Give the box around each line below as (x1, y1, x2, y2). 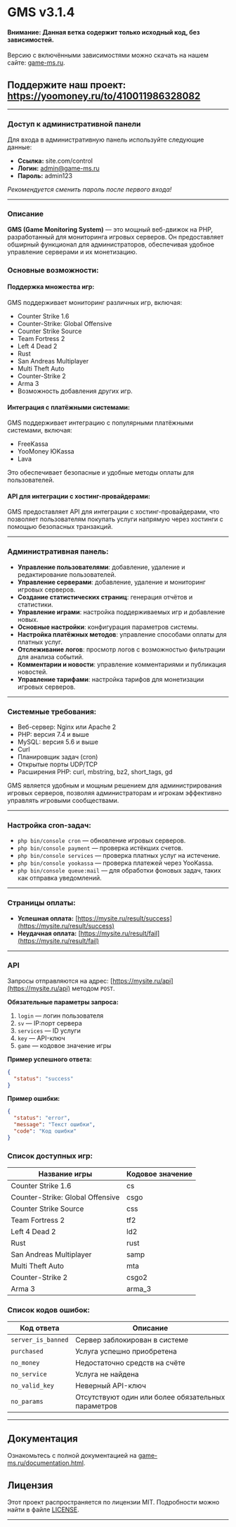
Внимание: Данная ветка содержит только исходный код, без (7, 27, 200, 36)
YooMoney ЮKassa (17, 447, 75, 456)
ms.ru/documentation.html (7, 1459, 84, 1467)
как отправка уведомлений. (17, 874, 102, 883)
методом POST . (71, 984, 115, 992)
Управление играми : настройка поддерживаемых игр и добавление (17, 607, 225, 616)
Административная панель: (7, 547, 109, 556)
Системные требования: (7, 706, 97, 716)
